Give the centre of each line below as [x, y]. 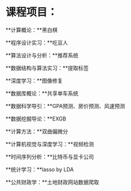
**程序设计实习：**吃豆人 [37, 42]
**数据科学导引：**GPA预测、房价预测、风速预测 [65, 106]
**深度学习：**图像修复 [34, 81]
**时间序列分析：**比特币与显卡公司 [50, 156]
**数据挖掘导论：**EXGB [36, 118]
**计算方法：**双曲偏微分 [37, 131]
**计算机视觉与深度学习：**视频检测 [50, 144]
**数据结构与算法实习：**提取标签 [47, 68]
